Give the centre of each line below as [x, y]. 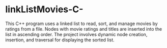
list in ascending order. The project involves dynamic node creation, [76, 34]
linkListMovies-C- [44, 9]
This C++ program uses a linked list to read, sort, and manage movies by [81, 23]
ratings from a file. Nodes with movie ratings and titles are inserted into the [84, 29]
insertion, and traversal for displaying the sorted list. [60, 40]
